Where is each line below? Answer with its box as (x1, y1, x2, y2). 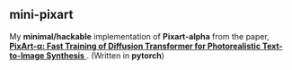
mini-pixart (9, 7, 74, 22)
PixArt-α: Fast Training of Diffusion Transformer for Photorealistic (9, 40, 261, 51)
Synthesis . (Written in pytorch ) (46, 49, 164, 61)
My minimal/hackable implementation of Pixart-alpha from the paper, (9, 31, 270, 41)
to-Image (9, 49, 45, 61)
